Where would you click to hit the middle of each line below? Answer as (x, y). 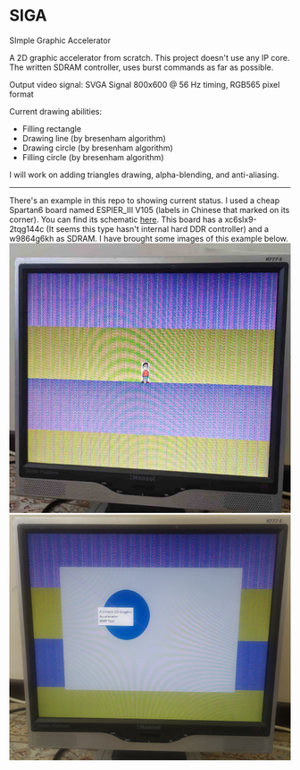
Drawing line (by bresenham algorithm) (94, 138)
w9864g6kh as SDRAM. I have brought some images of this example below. (149, 238)
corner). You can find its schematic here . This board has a (116, 219)
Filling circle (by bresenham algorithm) (93, 157)
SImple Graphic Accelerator (60, 40)
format (21, 94)
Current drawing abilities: (56, 111)
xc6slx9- (241, 219)
